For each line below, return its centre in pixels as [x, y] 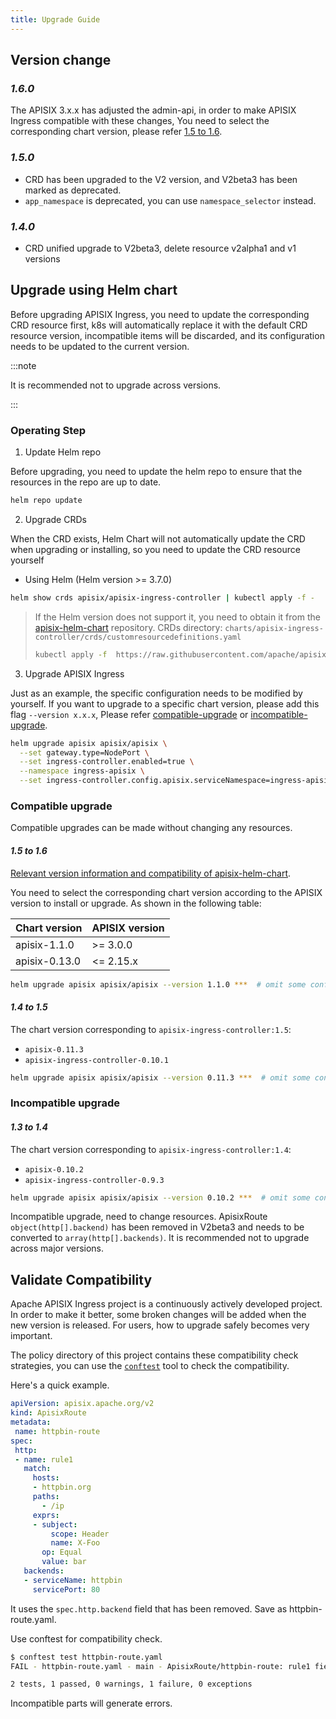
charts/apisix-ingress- [274, 628]
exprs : [46, 1515]
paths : [46, 1497]
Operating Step [48, 430]
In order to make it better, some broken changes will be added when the [158, 1315]
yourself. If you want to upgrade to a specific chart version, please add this [165, 703]
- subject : [55, 1524]
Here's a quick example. [60, 1385]
